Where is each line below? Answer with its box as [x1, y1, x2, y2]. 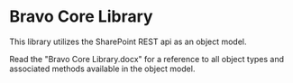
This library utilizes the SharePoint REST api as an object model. [9, 36, 247, 47]
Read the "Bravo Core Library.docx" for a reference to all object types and [9, 53, 285, 64]
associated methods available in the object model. [9, 63, 196, 74]
